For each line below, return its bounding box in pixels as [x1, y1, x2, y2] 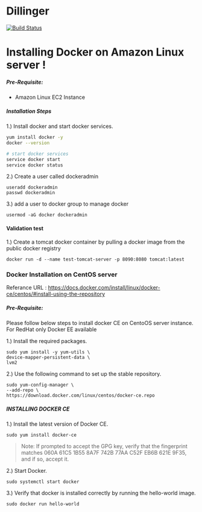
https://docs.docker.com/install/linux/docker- [48, 283, 161, 291]
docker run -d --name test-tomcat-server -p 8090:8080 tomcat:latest [6, 256, 185, 262]
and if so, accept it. [21, 455, 69, 463]
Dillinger [6, 4, 49, 18]
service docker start [6, 156, 61, 162]
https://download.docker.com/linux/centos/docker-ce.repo [6, 392, 155, 399]
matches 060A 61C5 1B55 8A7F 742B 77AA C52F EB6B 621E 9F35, [21, 449, 187, 456]
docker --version [6, 140, 50, 146]
